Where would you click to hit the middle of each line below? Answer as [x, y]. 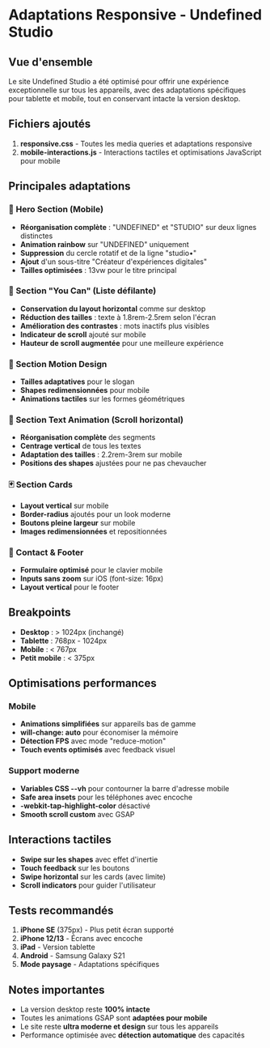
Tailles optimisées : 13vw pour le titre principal [98, 270]
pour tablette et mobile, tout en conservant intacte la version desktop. [124, 98]
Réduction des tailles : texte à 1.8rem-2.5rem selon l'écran [118, 317]
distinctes [36, 236]
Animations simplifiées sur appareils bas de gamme [108, 724]
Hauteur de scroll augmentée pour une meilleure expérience [122, 343]
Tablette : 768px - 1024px [63, 641]
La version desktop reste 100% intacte [85, 1009]
